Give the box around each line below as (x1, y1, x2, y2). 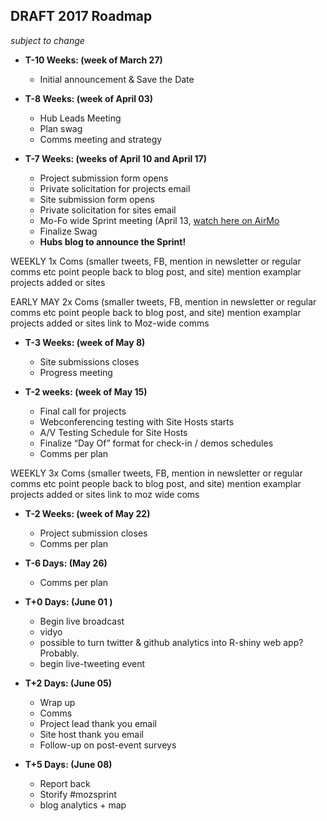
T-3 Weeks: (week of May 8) (24, 336, 146, 348)
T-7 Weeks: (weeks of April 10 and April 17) (24, 152, 208, 164)
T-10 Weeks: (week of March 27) (24, 54, 163, 66)
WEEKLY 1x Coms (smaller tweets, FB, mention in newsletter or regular (10, 255, 302, 267)
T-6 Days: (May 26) (24, 557, 108, 569)
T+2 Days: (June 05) (24, 677, 112, 689)
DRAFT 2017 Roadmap (10, 8, 153, 25)
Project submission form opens (39, 172, 169, 184)
